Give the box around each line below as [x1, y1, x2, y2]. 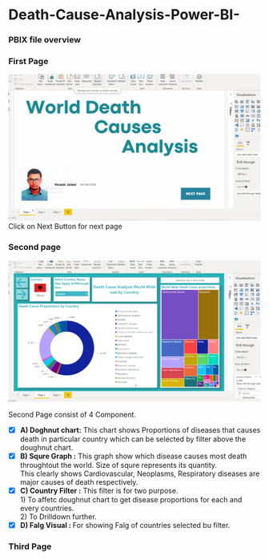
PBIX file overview [8, 34, 82, 46]
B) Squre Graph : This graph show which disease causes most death [19, 451, 247, 461]
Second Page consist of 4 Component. [8, 409, 136, 419]
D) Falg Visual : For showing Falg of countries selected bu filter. [19, 520, 231, 530]
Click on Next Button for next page [8, 222, 122, 232]
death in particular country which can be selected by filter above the [19, 434, 247, 444]
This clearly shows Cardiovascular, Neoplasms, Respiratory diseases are [19, 469, 260, 478]
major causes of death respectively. [19, 477, 139, 486]
